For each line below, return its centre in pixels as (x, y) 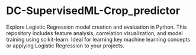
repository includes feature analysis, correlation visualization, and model (94, 33)
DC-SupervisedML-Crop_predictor (93, 11)
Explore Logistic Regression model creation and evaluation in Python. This (97, 27)
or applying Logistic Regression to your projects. (65, 46)
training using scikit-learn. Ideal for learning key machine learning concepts (98, 39)
